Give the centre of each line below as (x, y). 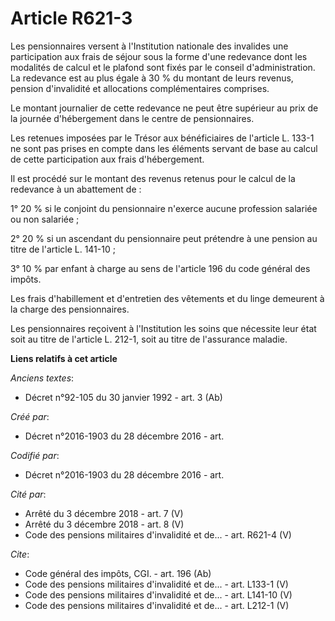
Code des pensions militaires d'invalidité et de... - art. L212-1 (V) (157, 605)
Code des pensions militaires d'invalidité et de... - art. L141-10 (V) (158, 594)
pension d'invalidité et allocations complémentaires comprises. (140, 88)
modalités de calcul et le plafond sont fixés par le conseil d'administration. (163, 67)
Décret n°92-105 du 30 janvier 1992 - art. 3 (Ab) (123, 397)
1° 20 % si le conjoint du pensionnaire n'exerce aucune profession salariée (164, 208)
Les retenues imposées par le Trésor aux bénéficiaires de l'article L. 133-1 (162, 138)
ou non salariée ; (45, 219)
